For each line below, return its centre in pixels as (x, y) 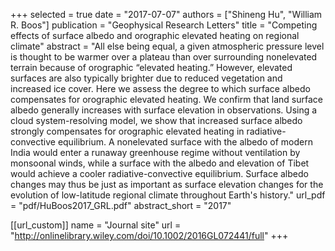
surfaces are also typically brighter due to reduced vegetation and (146, 78)
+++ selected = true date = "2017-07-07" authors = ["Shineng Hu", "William (166, 14)
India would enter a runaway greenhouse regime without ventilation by (155, 152)
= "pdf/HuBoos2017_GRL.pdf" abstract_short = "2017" (121, 205)
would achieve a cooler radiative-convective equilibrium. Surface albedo (159, 173)
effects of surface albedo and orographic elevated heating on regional (155, 35)
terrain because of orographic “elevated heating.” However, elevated (151, 67)
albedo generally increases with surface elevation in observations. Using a (164, 110)
